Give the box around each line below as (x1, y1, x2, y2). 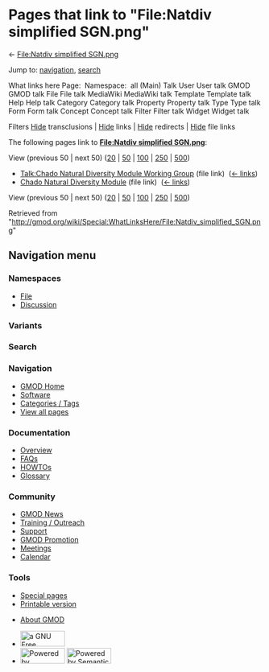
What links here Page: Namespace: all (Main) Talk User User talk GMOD (8, 80, 250, 90)
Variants (8, 320, 43, 331)
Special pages (19, 590, 68, 600)
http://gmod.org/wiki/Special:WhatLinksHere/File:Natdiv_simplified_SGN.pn (11, 216, 262, 226)
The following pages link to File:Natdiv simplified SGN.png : (8, 137, 208, 146)
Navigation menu (8, 249, 97, 262)
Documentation (8, 427, 71, 438)
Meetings (19, 543, 52, 553)
